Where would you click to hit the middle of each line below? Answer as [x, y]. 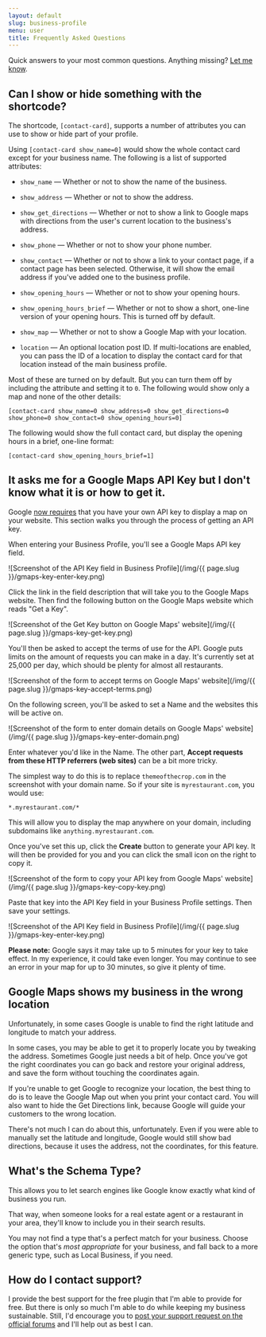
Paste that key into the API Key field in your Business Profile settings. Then [130, 902]
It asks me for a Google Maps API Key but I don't [129, 480]
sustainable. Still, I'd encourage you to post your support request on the [126, 1316]
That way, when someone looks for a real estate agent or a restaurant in [126, 1214]
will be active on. [36, 712]
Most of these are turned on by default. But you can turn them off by [120, 380]
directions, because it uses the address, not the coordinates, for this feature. [133, 1146]
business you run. [37, 1199]
